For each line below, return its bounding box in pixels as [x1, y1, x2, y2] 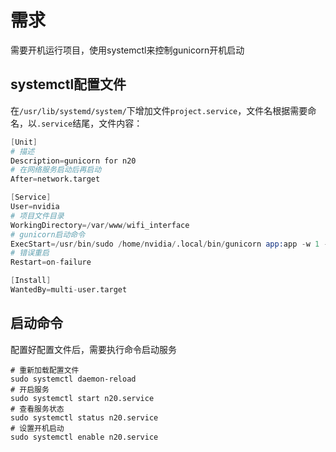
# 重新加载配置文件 [10, 365, 80, 375]
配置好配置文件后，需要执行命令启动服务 [10, 343, 177, 355]
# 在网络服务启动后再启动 [10, 165, 102, 175]
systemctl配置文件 [10, 76, 127, 93]
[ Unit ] [10, 137, 38, 147]
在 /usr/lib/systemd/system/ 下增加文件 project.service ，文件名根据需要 [10, 104, 308, 116]
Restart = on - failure [10, 257, 92, 268]
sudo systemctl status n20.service [10, 412, 159, 423]
